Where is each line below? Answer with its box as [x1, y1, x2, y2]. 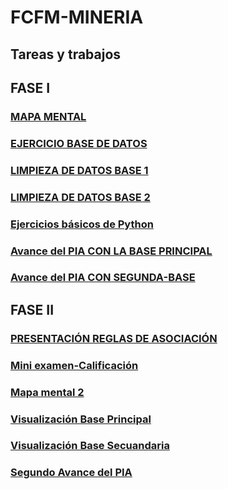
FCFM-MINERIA [10, 6, 144, 29]
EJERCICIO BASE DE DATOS [10, 136, 148, 150]
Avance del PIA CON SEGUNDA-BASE [10, 271, 196, 285]
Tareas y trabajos [10, 46, 122, 63]
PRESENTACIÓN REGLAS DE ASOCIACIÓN [10, 331, 218, 345]
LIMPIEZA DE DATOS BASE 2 [10, 190, 151, 204]
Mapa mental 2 [10, 385, 85, 399]
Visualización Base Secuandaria [10, 439, 170, 453]
